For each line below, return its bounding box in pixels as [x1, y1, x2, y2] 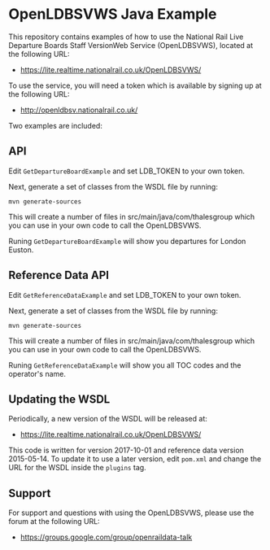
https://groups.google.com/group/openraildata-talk [20, 532, 193, 542]
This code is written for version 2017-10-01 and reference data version [8, 445, 244, 456]
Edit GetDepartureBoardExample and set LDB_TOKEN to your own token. [8, 166, 246, 176]
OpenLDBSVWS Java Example [8, 5, 217, 24]
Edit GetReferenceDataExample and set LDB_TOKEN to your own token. [8, 290, 242, 299]
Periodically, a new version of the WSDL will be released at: [8, 414, 207, 424]
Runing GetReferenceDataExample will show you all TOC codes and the [8, 360, 242, 370]
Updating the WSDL [8, 392, 111, 406]
